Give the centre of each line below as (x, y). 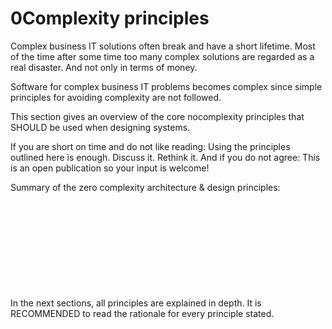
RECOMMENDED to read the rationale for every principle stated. (142, 313)
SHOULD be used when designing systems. (100, 127)
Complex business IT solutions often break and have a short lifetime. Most (163, 46)
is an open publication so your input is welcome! (110, 168)
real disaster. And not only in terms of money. (104, 67)
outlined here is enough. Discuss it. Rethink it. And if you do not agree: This (165, 157)
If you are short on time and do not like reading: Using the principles (150, 146)
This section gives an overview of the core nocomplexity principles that (157, 116)
